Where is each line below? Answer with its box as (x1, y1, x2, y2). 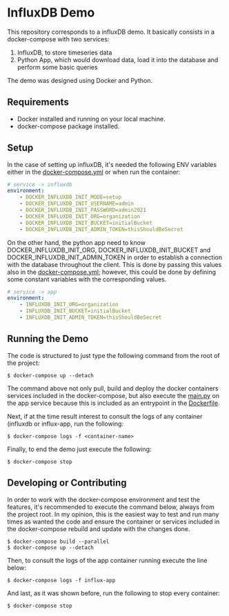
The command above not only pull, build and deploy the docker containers (7, 384, 219, 393)
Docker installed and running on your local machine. (17, 115, 166, 123)
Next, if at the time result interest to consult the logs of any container (7, 412, 203, 420)
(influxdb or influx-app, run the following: (7, 419, 124, 428)
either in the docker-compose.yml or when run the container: (7, 168, 181, 176)
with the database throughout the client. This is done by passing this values (7, 260, 222, 268)
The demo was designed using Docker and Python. (7, 76, 153, 84)
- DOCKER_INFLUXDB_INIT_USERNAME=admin (19, 200, 135, 208)
